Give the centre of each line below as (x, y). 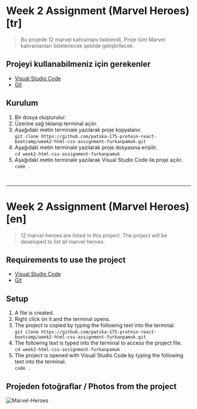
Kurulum (22, 103)
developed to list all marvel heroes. (63, 241)
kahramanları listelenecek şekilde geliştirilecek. (77, 46)
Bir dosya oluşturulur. (40, 117)
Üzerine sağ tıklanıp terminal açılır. (56, 123)
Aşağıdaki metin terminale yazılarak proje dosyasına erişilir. (86, 147)
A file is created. (34, 313)
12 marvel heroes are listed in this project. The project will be (94, 235)
